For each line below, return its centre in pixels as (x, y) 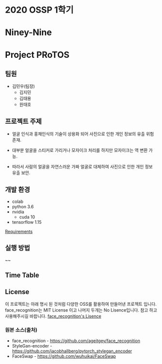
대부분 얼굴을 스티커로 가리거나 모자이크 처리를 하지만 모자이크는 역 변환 (80, 150)
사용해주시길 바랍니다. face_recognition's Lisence (53, 316)
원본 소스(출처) (21, 330)
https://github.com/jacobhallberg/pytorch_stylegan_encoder (72, 351)
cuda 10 (27, 217)
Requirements (19, 232)
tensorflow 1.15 (27, 222)
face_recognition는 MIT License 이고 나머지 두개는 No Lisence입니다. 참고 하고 (81, 310)
